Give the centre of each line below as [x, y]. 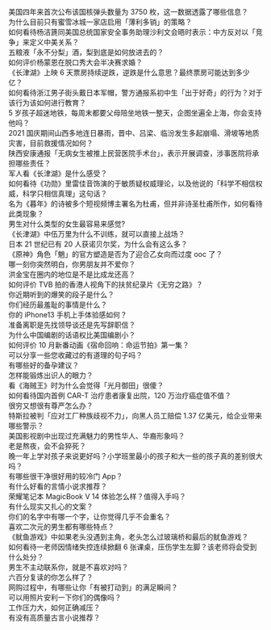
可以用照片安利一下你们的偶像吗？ [65, 597]
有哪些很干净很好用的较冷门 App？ [66, 476]
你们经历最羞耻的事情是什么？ [58, 304]
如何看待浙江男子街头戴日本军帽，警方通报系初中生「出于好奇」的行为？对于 [135, 92]
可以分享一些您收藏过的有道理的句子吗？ [75, 355]
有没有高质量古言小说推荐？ [54, 617]
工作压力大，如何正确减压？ [54, 607]
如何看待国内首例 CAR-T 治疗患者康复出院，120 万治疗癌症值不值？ [120, 395]
